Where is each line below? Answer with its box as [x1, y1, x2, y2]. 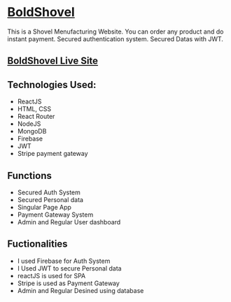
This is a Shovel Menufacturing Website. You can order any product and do [7, 27, 224, 36]
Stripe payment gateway [17, 150, 89, 158]
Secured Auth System [17, 188, 80, 196]
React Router [17, 113, 55, 121]
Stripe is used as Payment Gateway [17, 279, 120, 287]
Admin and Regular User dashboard [17, 217, 121, 226]
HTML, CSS [17, 105, 51, 113]
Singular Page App [17, 203, 72, 211]
